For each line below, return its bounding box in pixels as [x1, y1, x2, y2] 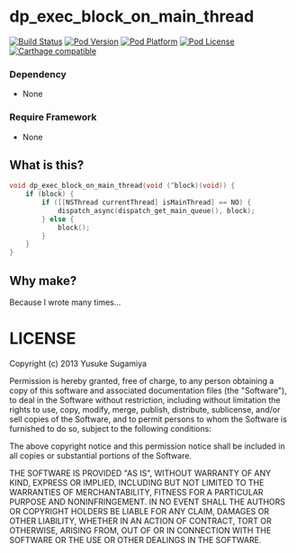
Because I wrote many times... [9, 297, 121, 308]
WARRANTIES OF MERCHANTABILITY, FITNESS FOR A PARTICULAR [9, 486, 264, 497]
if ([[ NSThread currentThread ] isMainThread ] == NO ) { [41, 198, 252, 208]
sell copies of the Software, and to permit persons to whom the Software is [9, 414, 288, 424]
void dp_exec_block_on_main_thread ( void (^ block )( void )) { [9, 182, 236, 191]
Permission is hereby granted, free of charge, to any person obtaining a [9, 375, 274, 386]
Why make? [9, 272, 77, 289]
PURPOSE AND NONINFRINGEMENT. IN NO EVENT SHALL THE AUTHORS [9, 496, 286, 507]
